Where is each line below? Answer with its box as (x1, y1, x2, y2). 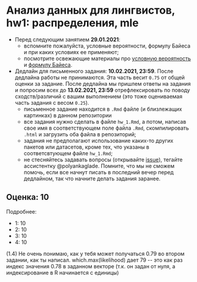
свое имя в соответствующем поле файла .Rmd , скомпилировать (23, 124, 189, 131)
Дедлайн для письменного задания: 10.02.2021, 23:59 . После (14, 67, 174, 74)
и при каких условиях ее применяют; (23, 48, 119, 55)
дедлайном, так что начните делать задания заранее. (23, 175, 161, 182)
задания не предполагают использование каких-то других (23, 137, 174, 144)
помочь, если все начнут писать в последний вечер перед (23, 168, 174, 176)
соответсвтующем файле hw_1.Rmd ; (23, 149, 113, 156)
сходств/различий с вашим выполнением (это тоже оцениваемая (14, 93, 183, 100)
